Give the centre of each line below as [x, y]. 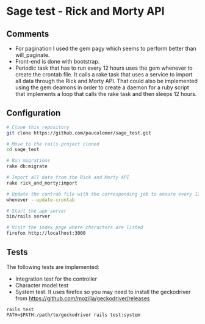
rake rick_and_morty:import [42, 183]
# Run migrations [28, 161]
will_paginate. [32, 55]
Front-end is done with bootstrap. [57, 61]
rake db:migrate [27, 166]
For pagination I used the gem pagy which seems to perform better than [106, 48]
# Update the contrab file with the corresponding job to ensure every [99, 194]
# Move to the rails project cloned [53, 144]
